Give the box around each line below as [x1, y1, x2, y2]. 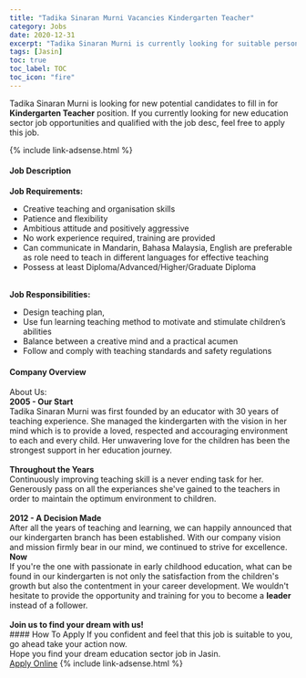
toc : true [9, 56, 47, 65]
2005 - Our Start [9, 396, 74, 407]
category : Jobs [9, 22, 67, 31]
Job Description [9, 165, 72, 176]
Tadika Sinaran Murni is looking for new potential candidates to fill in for [9, 98, 279, 109]
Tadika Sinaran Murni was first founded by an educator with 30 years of [9, 406, 280, 417]
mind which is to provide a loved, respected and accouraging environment [9, 425, 289, 436]
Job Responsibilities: [9, 288, 91, 299]
